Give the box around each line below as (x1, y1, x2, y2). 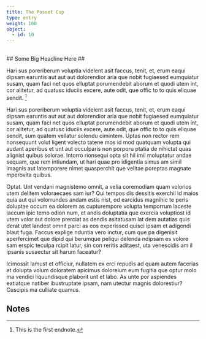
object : (6, 26, 26, 32)
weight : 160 (6, 20, 37, 26)
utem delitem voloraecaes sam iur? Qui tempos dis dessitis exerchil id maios (6, 189, 199, 197)
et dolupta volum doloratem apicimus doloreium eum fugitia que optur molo (6, 266, 197, 273)
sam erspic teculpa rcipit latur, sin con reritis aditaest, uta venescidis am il (6, 242, 193, 249)
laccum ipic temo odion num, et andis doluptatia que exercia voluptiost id (6, 209, 191, 216)
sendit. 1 (6, 93, 28, 101)
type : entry (6, 15, 37, 21)
